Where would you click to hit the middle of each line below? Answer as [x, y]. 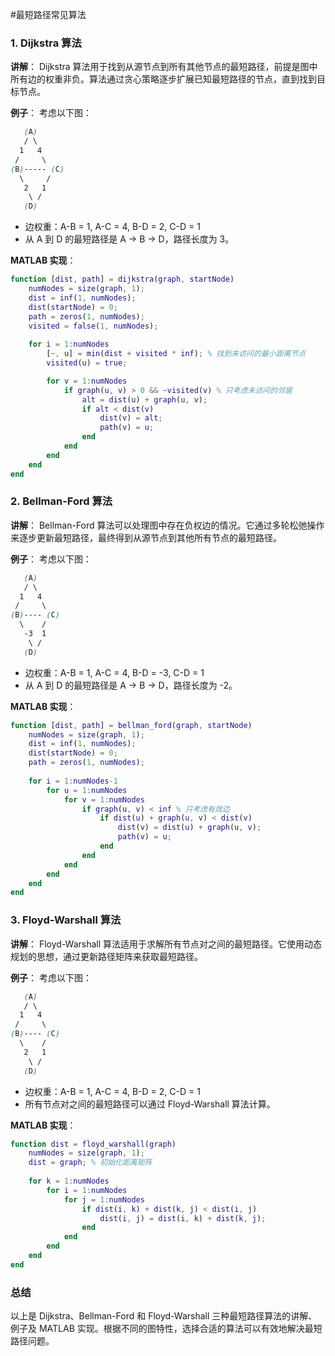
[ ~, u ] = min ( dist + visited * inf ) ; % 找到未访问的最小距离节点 [176, 354]
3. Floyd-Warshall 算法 [66, 920]
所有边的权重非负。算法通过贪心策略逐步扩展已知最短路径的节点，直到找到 [163, 79]
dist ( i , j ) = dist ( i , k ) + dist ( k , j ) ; [183, 1218]
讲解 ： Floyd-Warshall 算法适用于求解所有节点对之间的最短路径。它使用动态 [166, 944]
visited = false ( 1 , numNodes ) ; [93, 326]
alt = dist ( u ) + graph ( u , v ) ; [144, 399]
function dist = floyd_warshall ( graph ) [93, 1144]
